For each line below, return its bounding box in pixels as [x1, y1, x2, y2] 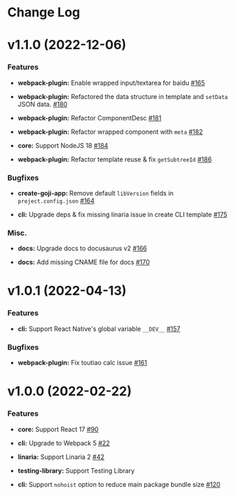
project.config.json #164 [17, 196, 95, 205]
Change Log [7, 4, 80, 21]
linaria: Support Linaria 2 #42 [17, 453, 105, 461]
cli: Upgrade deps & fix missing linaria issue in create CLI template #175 [17, 210, 228, 218]
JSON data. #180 [17, 100, 67, 108]
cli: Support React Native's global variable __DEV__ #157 [17, 324, 181, 333]
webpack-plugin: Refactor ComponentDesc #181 [17, 113, 162, 122]
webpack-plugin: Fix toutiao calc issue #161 [17, 359, 148, 367]
